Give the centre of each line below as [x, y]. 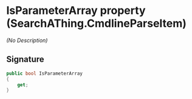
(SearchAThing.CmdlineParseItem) [97, 23]
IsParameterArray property [76, 11]
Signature [25, 59]
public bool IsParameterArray [45, 73]
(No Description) [27, 40]
